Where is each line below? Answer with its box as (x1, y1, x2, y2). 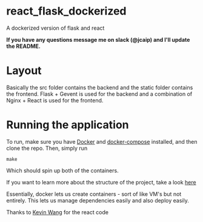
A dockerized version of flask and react (6, 24, 105, 32)
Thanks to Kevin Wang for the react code (6, 208, 109, 216)
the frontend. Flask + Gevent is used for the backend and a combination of (6, 90, 193, 98)
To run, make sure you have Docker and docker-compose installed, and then (6, 138, 198, 145)
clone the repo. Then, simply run (6, 144, 88, 152)
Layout (6, 64, 42, 78)
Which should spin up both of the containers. (6, 167, 119, 174)
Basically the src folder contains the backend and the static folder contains (6, 84, 193, 91)
